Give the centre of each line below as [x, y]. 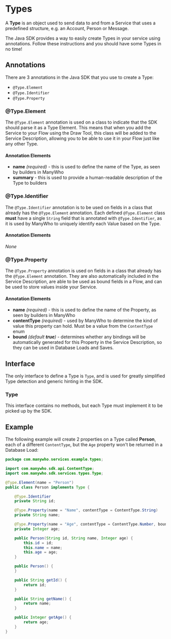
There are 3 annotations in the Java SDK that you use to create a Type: [80, 77]
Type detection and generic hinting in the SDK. [54, 382]
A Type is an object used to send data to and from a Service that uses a [81, 23]
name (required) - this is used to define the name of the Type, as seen [86, 167]
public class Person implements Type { [48, 487]
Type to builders [30, 183]
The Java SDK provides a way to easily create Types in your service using [83, 38]
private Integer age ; [37, 529]
